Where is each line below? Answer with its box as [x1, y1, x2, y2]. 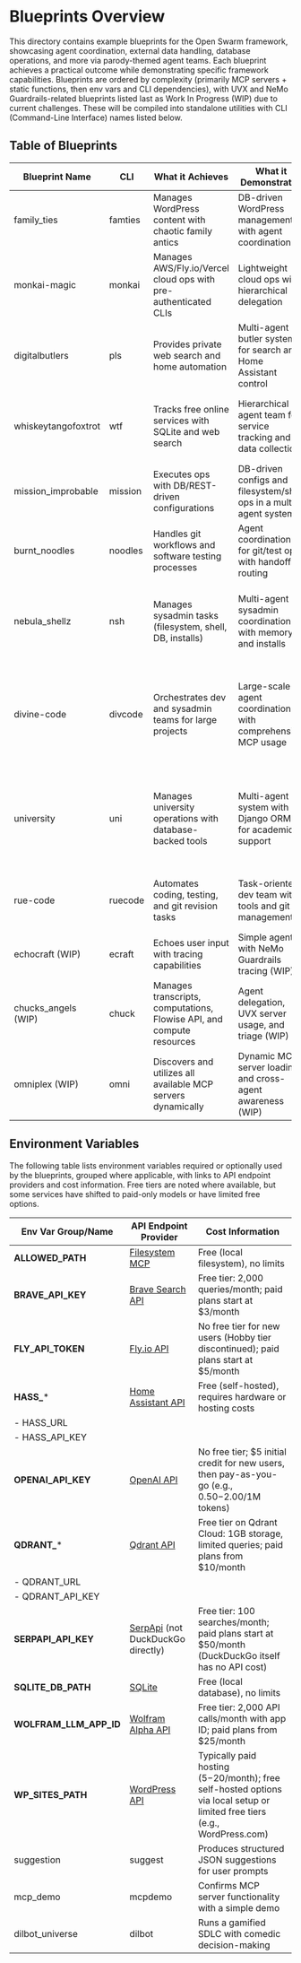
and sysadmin [152, 702, 212, 715]
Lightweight [237, 262, 288, 274]
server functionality [197, 1890, 280, 1903]
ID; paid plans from [197, 1724, 278, 1736]
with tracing [152, 948, 203, 960]
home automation [152, 360, 227, 373]
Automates [152, 877, 199, 890]
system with [237, 801, 289, 813]
